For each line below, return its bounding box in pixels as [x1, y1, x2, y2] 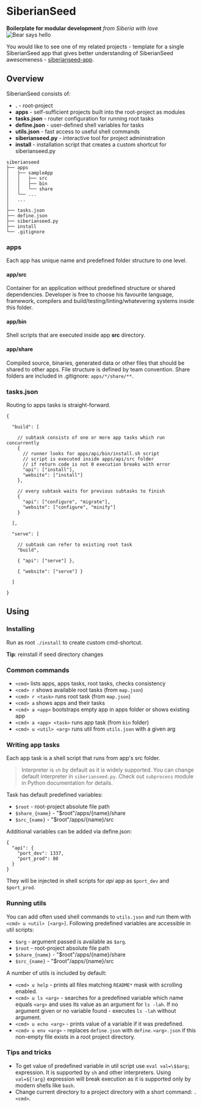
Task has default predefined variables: [6, 791, 103, 799]
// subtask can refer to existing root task [17, 542, 132, 548]
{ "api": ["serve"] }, [17, 557, 75, 564]
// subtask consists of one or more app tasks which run [17, 434, 165, 441]
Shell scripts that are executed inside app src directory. [6, 332, 145, 339]
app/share [6, 346, 34, 353]
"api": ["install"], [22, 466, 75, 472]
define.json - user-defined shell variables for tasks [15, 121, 145, 129]
